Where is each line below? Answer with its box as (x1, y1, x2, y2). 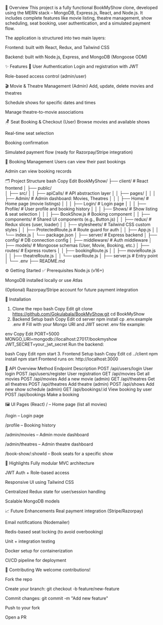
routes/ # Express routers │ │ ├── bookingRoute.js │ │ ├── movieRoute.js (5, 248, 156, 253)
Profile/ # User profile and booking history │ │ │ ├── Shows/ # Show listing (5, 206, 158, 212)
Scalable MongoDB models (5, 498, 60, 504)
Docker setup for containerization (5, 548, 73, 553)
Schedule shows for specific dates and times (5, 100, 96, 105)
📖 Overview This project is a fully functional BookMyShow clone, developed (5, 5, 158, 10)
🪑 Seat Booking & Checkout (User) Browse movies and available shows (5, 119, 150, 125)
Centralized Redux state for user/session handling (5, 489, 106, 495)
